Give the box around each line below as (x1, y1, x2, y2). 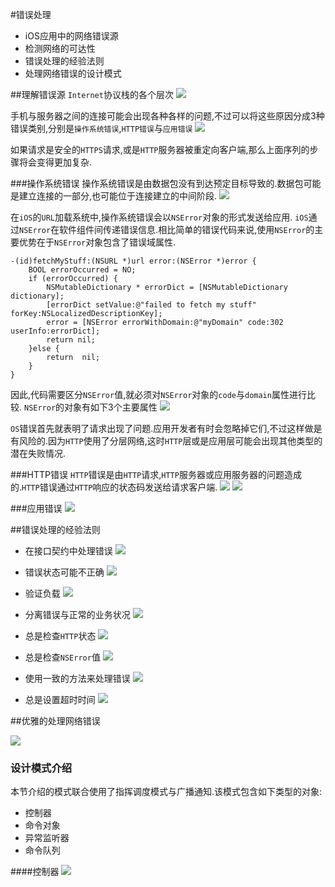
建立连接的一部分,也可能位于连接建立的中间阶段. (18, 190, 218, 202)
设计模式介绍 (10, 761, 73, 775)
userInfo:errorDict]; (10, 326, 101, 336)
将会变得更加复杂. (18, 156, 93, 168)
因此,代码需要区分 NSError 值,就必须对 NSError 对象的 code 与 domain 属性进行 (10, 389, 307, 400)
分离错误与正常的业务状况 (24, 609, 131, 620)
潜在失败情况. (10, 448, 67, 459)
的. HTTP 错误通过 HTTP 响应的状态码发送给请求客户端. (10, 481, 218, 493)
